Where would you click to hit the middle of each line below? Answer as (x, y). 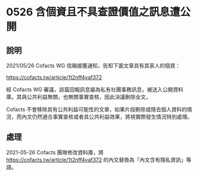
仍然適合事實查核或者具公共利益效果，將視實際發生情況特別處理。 (112, 117)
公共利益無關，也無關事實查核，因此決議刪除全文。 (89, 97)
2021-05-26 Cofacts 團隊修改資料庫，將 (55, 152)
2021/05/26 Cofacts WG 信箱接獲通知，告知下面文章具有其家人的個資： (93, 66)
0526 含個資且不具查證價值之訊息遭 (93, 12)
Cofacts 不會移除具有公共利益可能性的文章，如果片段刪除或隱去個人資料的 (97, 109)
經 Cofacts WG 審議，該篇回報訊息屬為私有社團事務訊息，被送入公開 (90, 89)
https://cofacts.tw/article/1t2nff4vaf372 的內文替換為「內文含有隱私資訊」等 (99, 160)
